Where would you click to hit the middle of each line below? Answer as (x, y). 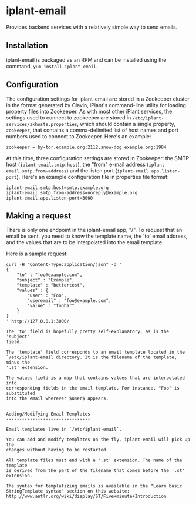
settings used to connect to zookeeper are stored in (69, 117)
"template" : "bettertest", (51, 285)
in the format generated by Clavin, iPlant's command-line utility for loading (96, 105)
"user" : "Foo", (47, 295)
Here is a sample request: (37, 254)
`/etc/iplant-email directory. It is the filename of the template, (92, 357)
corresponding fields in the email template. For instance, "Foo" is (93, 388)
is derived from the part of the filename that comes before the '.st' (95, 471)
